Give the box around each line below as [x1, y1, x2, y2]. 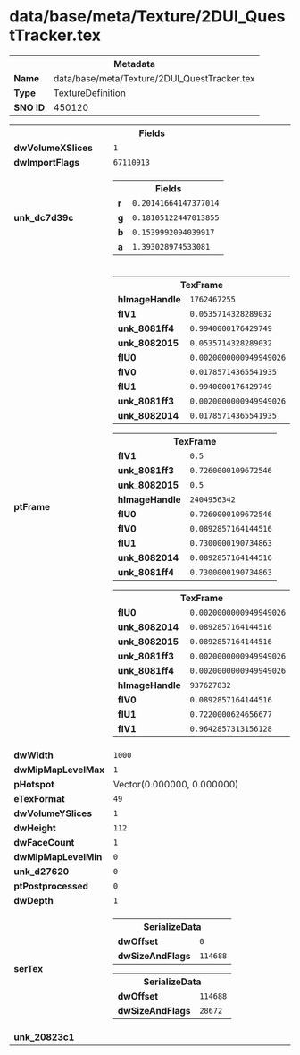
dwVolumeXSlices [13, 141, 94, 154]
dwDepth [13, 894, 54, 906]
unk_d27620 [13, 865, 70, 878]
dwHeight [13, 821, 56, 834]
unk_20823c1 [13, 1031, 75, 1043]
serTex [13, 962, 44, 974]
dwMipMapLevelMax [13, 763, 105, 776]
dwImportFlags [13, 156, 80, 168]
